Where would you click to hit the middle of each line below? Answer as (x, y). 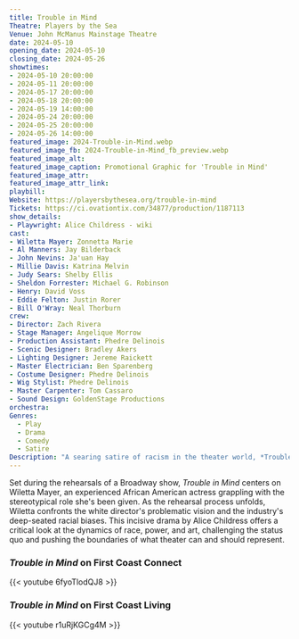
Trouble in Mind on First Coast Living (90, 605)
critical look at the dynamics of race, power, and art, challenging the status (146, 530)
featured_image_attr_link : (59, 184)
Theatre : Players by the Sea (63, 26)
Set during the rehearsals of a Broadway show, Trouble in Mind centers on (145, 482)
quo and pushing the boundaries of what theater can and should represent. (147, 539)
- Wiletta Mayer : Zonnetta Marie (71, 242)
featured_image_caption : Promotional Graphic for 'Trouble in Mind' (139, 167)
